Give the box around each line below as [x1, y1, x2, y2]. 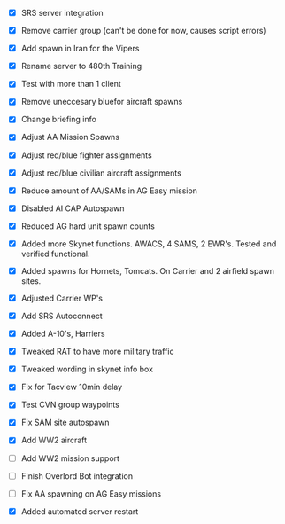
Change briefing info [20, 114, 96, 125]
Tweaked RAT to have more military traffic [20, 346, 174, 357]
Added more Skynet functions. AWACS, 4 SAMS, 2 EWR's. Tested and [20, 239, 277, 249]
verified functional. [20, 248, 90, 259]
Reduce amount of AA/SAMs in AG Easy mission [20, 185, 198, 196]
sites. [20, 275, 42, 286]
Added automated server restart [20, 505, 139, 517]
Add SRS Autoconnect [20, 310, 103, 321]
